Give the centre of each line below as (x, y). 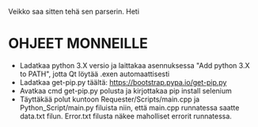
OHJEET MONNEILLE (78, 44)
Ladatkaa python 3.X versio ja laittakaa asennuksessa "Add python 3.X (135, 65)
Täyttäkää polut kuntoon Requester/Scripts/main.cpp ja (110, 99)
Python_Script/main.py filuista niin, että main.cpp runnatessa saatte (129, 107)
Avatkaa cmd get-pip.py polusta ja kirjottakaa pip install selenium (125, 90)
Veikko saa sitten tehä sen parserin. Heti (74, 12)
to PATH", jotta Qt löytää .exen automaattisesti (95, 74)
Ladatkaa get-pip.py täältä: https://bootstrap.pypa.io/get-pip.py (123, 82)
